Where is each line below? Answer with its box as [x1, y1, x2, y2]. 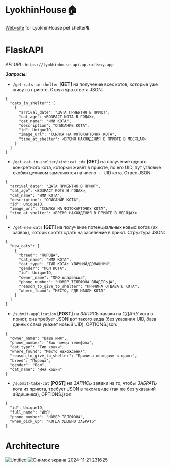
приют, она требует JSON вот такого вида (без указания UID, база [12, 316, 156, 322]
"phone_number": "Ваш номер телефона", [10, 340, 94, 345]
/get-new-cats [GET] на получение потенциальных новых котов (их [12, 224, 158, 230]
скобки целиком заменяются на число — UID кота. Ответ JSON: [12, 169, 152, 176]
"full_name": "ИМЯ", [10, 409, 53, 415]
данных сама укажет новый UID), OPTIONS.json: [12, 321, 118, 327]
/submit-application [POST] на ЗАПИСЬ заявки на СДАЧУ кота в [12, 310, 153, 316]
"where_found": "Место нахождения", [10, 349, 87, 354]
